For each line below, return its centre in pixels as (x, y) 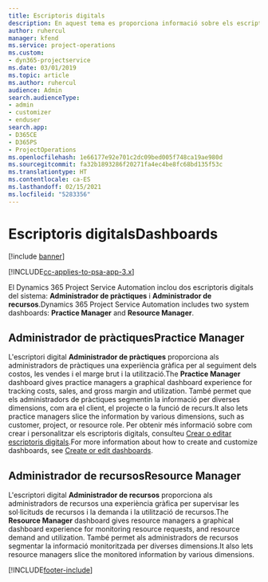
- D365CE (23, 134)
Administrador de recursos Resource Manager (125, 476)
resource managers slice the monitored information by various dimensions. (132, 555)
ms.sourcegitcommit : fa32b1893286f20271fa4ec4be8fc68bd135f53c (116, 165)
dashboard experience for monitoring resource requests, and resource (124, 529)
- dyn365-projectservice (49, 61)
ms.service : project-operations (62, 46)
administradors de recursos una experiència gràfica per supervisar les (124, 504)
